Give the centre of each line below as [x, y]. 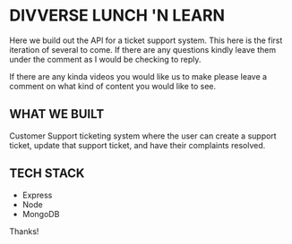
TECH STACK [47, 174]
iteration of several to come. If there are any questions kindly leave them [142, 49]
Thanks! [24, 231]
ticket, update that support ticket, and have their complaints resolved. [137, 145]
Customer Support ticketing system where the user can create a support [143, 136]
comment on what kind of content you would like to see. [113, 86]
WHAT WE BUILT [57, 114]
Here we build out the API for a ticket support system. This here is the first [146, 40]
